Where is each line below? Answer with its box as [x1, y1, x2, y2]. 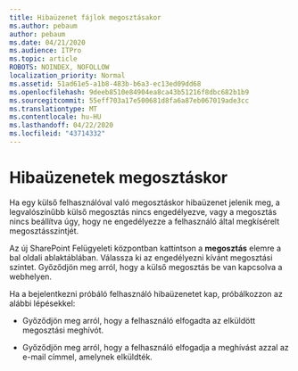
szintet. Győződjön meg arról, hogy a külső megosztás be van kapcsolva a [9, 261, 283, 272]
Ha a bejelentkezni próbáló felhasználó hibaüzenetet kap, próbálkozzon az [9, 288, 283, 299]
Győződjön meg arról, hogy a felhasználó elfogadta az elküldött [21, 315, 256, 326]
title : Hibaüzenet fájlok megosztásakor [9, 12, 162, 22]
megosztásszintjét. [9, 225, 79, 236]
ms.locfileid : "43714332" [9, 129, 105, 138]
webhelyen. [9, 271, 52, 282]
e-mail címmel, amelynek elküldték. [21, 351, 153, 362]
